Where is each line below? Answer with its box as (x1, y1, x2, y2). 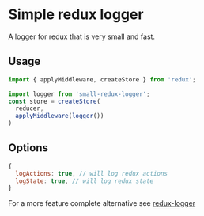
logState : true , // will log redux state (15, 176, 154, 185)
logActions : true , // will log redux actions (15, 169, 168, 177)
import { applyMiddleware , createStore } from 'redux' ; (8, 75, 196, 84)
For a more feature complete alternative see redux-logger (8, 199, 196, 208)
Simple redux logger (8, 6, 144, 24)
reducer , (15, 104, 44, 112)
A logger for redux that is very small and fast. (8, 32, 156, 41)
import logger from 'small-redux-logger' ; (8, 89, 150, 98)
